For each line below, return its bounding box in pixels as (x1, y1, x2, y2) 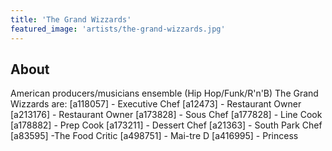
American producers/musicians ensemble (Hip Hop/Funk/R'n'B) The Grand (10, 87, 319, 100)
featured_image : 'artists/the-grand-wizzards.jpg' (10, 24, 226, 34)
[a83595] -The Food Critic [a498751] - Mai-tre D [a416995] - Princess (10, 130, 299, 142)
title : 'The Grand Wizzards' (10, 14, 132, 25)
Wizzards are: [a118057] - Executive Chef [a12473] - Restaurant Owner (10, 98, 302, 110)
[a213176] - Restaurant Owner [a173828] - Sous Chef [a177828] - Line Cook (10, 109, 323, 121)
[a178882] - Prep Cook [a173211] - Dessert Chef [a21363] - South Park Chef (10, 119, 323, 131)
